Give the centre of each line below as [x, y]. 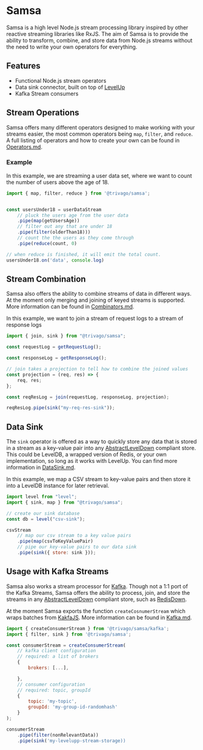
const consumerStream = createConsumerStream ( [66, 645]
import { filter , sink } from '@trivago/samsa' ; [69, 634]
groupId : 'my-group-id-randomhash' [73, 707]
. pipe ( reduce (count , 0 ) [47, 243]
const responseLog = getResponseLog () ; [57, 358]
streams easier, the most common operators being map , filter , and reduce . [99, 134]
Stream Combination [46, 279]
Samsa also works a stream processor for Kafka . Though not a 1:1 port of [97, 586]
